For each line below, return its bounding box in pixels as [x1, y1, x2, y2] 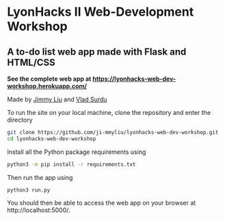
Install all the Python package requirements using [7, 148, 146, 156]
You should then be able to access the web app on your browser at [7, 198, 196, 207]
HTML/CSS [7, 56, 56, 68]
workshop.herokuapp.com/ [7, 82, 88, 90]
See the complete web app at [7, 75, 92, 83]
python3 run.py [7, 186, 51, 194]
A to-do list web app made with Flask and [7, 46, 187, 57]
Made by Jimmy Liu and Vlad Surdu [7, 95, 107, 103]
